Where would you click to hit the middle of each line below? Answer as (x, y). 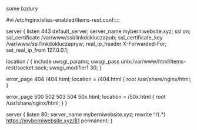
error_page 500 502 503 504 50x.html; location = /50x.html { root (86, 97)
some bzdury (22, 9)
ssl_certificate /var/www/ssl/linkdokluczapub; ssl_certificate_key (84, 37)
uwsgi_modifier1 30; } (75, 68)
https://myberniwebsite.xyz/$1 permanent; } (59, 121)
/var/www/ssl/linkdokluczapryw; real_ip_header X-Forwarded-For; (86, 44)
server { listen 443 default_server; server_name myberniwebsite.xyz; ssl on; (98, 31)
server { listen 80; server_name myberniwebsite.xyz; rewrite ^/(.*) (86, 114)
